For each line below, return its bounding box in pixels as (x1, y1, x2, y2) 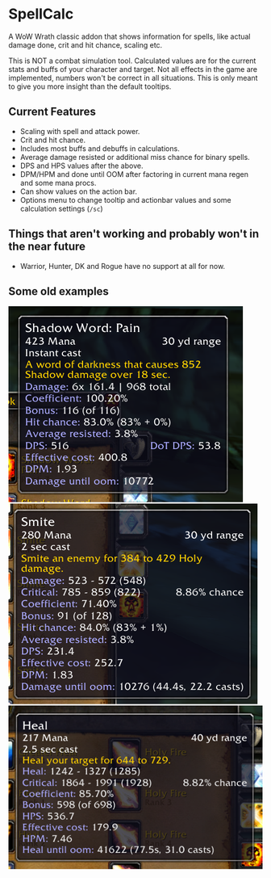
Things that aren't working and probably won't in (8, 227, 260, 241)
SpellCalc (8, 5, 74, 23)
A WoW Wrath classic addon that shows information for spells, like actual (8, 32, 252, 41)
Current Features (8, 105, 97, 119)
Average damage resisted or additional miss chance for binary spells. (19, 152, 250, 162)
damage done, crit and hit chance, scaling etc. (8, 40, 163, 49)
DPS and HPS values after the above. (19, 161, 144, 170)
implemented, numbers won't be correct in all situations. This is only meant (8, 73, 258, 82)
